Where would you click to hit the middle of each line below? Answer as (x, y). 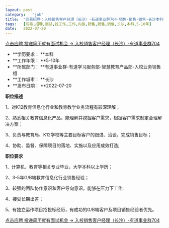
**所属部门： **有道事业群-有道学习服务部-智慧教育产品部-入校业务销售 (87, 67)
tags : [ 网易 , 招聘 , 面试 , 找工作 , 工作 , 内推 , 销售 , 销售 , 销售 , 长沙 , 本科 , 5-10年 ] (78, 24)
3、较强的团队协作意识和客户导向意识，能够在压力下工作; (65, 188)
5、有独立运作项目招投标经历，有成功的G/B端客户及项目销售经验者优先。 (81, 210)
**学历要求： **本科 (33, 54)
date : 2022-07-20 (26, 29)
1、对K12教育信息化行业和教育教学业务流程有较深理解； (63, 107)
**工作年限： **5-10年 (36, 60)
